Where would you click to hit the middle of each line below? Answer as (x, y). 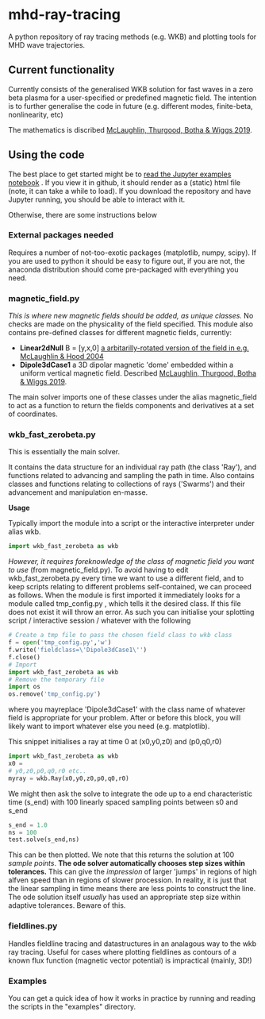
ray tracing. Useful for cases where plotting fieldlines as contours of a (122, 951)
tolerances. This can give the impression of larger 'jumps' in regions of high (132, 872)
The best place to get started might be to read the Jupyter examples (120, 174)
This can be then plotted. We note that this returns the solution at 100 (121, 855)
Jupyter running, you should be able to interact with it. (97, 199)
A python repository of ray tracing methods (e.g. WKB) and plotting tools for (132, 37)
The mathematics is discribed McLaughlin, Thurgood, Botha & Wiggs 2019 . (130, 129)
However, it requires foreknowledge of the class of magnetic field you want (131, 562)
